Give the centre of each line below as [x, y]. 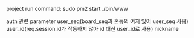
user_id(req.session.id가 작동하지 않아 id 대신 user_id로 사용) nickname [93, 29]
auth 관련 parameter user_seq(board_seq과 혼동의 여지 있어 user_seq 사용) [97, 21]
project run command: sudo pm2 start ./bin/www [67, 9]
